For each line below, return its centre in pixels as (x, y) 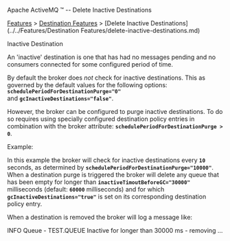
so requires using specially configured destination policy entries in (101, 119)
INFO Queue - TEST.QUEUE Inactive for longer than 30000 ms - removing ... (115, 230)
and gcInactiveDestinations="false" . (60, 98)
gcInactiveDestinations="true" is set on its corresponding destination (107, 196)
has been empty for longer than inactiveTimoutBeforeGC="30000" (99, 182)
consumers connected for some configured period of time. (90, 64)
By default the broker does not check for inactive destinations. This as (106, 78)
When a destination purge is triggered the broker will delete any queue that (113, 175)
